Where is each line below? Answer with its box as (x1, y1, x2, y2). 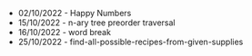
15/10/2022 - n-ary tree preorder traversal (17, 17, 176, 28)
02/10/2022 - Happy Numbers (17, 8, 132, 18)
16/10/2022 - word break (17, 27, 112, 37)
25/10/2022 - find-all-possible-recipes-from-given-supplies (17, 36, 244, 47)
